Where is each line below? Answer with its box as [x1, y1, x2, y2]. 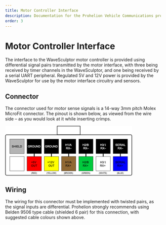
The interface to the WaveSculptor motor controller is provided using [5, 57, 145, 63]
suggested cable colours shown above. [5, 214, 85, 220]
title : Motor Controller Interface [5, 8, 79, 13]
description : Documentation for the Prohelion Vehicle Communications [5, 13, 154, 18]
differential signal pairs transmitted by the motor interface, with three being [5, 62, 158, 68]
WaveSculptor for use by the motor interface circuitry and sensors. [5, 78, 141, 84]
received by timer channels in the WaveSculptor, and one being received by [5, 67, 159, 73]
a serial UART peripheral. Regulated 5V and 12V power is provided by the [5, 72, 154, 79]
